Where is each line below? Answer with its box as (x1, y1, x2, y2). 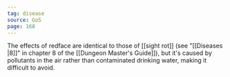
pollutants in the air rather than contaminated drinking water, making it (7, 56, 207, 65)
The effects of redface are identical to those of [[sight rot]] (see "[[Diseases (7, 42, 223, 50)
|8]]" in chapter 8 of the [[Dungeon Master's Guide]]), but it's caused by (7, 49, 213, 57)
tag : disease (7, 10, 45, 17)
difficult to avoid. (7, 63, 55, 72)
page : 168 (7, 23, 36, 30)
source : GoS (7, 16, 41, 23)
